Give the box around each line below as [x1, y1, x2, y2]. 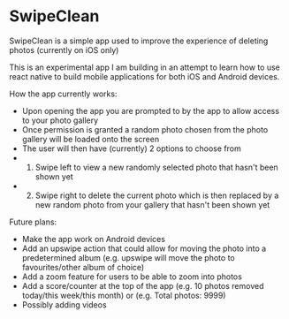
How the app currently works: [9, 88, 118, 99]
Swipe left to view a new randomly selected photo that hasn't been [34, 162, 278, 172]
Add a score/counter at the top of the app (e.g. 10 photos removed [21, 280, 264, 291]
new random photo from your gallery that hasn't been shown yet [34, 199, 270, 209]
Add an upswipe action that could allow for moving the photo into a [21, 243, 267, 254]
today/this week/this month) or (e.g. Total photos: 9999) [21, 290, 226, 300]
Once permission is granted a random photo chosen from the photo [21, 124, 269, 134]
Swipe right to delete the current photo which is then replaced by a [34, 190, 279, 201]
